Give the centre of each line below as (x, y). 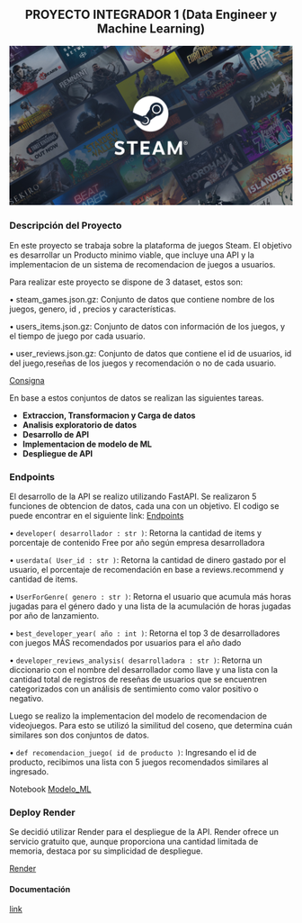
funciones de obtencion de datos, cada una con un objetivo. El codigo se (144, 506)
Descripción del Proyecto (66, 226)
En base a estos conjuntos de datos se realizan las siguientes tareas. (137, 398)
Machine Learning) (151, 29)
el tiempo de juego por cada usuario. (77, 336)
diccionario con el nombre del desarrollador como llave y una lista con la (144, 669)
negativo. (27, 698)
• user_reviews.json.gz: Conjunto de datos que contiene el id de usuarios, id (151, 353)
